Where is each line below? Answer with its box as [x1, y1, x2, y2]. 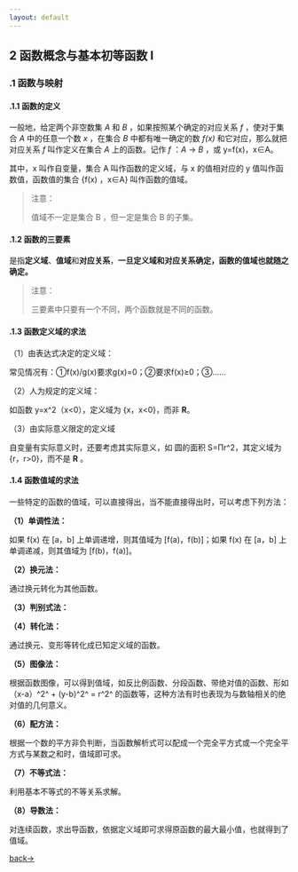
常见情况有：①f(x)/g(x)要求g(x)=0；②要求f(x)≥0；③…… [9, 366, 226, 377]
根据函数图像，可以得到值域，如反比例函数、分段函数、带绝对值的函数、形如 [9, 677, 289, 688]
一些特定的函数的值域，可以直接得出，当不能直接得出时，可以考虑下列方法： [9, 496, 289, 507]
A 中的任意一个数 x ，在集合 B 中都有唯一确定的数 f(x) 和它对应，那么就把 [19, 133, 288, 144]
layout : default [9, 12, 69, 22]
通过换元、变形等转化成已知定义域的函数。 [9, 639, 165, 650]
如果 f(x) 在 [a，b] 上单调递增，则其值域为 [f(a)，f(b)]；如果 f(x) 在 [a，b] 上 [9, 534, 287, 544]
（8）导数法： [9, 805, 62, 815]
